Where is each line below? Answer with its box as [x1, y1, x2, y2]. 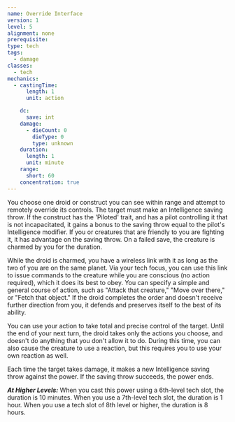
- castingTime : [13, 82, 58, 89]
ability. [7, 308, 27, 316]
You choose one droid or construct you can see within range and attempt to [7, 198, 225, 206]
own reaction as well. [7, 351, 69, 360]
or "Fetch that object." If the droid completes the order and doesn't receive [7, 293, 222, 301]
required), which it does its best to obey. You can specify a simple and [7, 278, 210, 286]
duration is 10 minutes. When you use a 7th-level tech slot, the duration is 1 [7, 393, 223, 402]
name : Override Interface [7, 10, 83, 17]
